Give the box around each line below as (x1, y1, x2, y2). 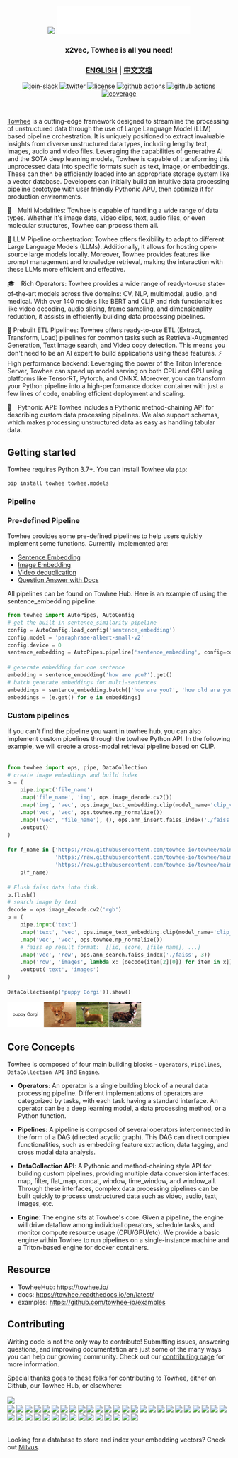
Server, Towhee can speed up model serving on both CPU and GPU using (7, 367, 222, 376)
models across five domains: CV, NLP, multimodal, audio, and (38, 290, 217, 298)
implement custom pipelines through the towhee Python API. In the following (7, 734, 231, 742)
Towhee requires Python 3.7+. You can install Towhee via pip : (7, 465, 188, 473)
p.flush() (7, 891, 37, 899)
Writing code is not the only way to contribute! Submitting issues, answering (7, 1337, 230, 1346)
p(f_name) (20, 869, 50, 876)
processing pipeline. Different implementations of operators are (17, 1089, 203, 1097)
